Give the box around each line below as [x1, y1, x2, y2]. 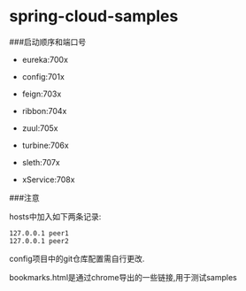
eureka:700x [21, 54, 69, 65]
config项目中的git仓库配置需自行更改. [9, 253, 145, 264]
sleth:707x [21, 157, 60, 167]
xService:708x [21, 174, 75, 185]
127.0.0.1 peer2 [9, 236, 69, 245]
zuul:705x [21, 122, 58, 134]
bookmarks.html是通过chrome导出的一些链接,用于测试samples [9, 272, 237, 282]
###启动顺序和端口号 [9, 36, 87, 47]
